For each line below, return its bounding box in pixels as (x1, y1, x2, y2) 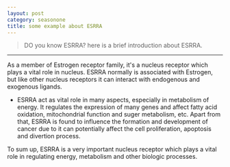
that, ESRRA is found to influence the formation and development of (16, 117, 209, 126)
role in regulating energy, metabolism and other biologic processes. (7, 153, 198, 161)
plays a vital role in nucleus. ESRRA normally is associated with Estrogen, (7, 68, 214, 76)
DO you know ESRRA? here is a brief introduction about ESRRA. (23, 42, 203, 50)
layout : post (7, 10, 44, 17)
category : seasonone (7, 16, 66, 23)
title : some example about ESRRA (7, 22, 103, 29)
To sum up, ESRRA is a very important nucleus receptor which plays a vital (7, 145, 217, 153)
